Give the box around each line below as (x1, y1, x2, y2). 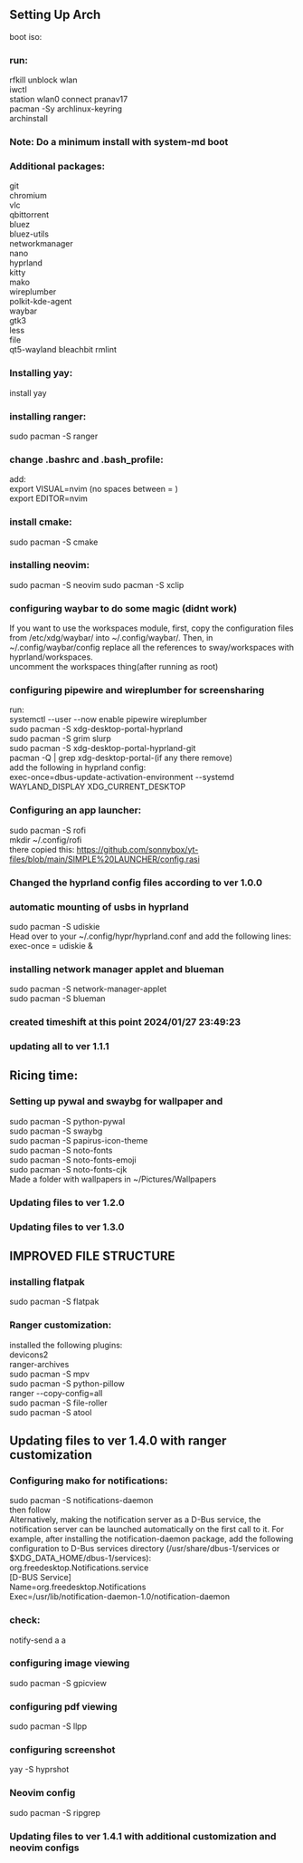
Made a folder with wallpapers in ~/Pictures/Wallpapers (9, 1173, 217, 1184)
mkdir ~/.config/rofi (9, 834, 82, 845)
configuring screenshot (9, 1743, 116, 1756)
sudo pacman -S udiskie (9, 921, 100, 931)
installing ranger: (9, 410, 87, 422)
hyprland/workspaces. (9, 652, 93, 662)
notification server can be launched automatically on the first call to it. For (9, 1524, 285, 1535)
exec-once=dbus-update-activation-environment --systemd (9, 772, 235, 783)
